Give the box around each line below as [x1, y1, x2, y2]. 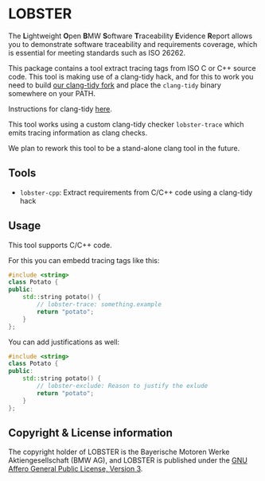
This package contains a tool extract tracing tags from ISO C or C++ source [8, 63, 256, 72]
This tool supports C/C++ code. [8, 240, 113, 250]
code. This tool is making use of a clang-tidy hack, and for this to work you [8, 72, 254, 81]
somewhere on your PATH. [8, 88, 95, 98]
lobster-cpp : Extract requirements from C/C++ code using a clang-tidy [19, 188, 253, 197]
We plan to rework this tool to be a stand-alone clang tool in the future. [8, 143, 240, 153]
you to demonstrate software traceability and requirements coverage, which [8, 39, 258, 48]
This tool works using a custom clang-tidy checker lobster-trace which [8, 119, 244, 129]
